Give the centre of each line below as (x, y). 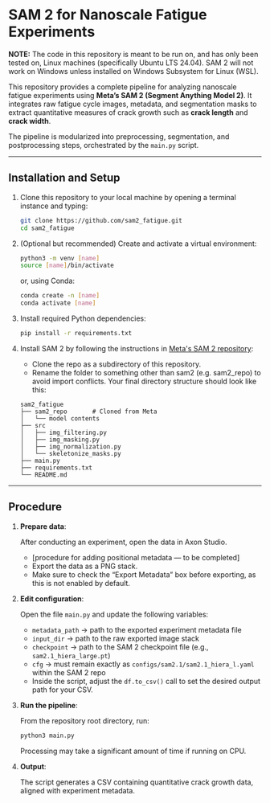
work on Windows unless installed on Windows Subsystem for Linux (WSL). (133, 71)
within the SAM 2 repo (69, 672)
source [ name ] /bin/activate (67, 266)
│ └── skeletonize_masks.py (71, 453)
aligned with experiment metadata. (77, 790)
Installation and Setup (64, 178)
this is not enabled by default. (81, 583)
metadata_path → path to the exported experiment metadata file (137, 629)
